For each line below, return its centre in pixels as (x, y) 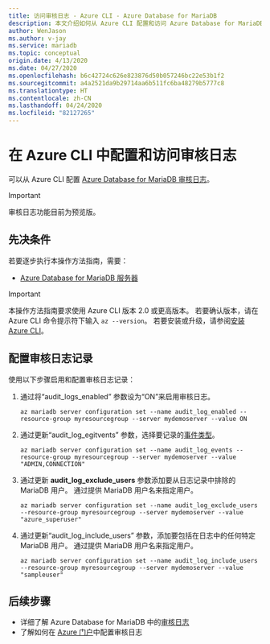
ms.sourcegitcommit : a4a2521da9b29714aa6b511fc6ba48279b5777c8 (117, 83)
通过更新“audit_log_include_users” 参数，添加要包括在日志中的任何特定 (137, 535)
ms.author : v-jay (37, 38)
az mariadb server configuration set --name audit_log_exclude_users (139, 505)
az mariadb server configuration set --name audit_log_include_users (139, 560)
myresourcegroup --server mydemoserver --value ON (161, 419)
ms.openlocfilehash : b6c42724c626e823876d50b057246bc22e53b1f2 (117, 76)
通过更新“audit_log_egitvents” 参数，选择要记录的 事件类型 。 (119, 435)
